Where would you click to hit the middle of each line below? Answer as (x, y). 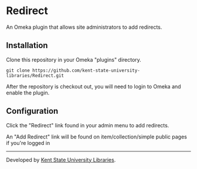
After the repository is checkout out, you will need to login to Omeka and (94, 86)
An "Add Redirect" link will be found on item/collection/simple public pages (97, 137)
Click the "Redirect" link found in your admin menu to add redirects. (88, 125)
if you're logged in (28, 143)
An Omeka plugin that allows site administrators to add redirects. (84, 27)
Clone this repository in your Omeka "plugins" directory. (74, 59)
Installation (27, 45)
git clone (18, 70)
